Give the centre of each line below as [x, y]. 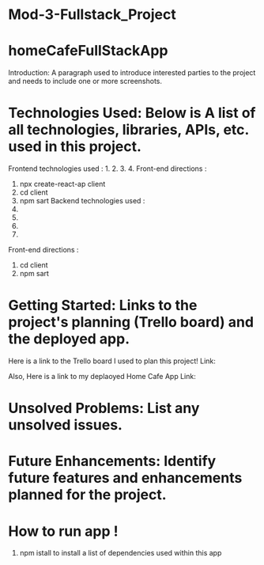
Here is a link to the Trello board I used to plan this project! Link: [112, 361]
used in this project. [75, 147]
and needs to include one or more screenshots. [85, 82]
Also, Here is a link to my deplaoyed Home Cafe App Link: [102, 376]
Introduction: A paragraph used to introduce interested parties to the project [132, 73]
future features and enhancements [125, 478]
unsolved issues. [65, 425]
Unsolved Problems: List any [104, 408]
